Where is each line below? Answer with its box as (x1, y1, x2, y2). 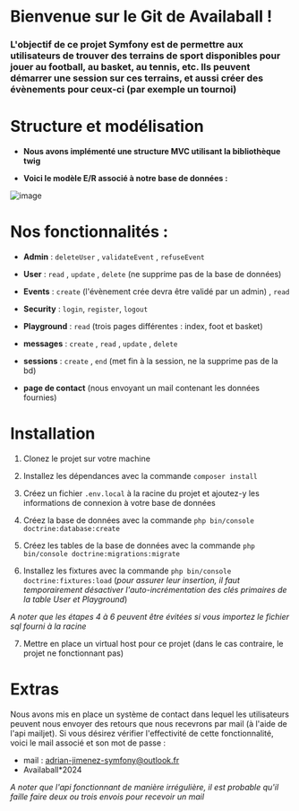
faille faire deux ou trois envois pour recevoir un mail (10, 791, 205, 802)
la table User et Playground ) (22, 594, 128, 605)
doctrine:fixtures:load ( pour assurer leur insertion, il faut (22, 574, 240, 585)
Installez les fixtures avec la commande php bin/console (22, 565, 232, 576)
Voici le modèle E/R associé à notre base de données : (22, 173, 228, 184)
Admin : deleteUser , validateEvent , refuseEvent (22, 251, 205, 262)
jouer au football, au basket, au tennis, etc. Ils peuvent (10, 61, 251, 74)
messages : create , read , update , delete (22, 338, 178, 349)
